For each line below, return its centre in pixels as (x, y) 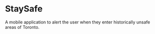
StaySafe (24, 9)
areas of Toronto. (22, 27)
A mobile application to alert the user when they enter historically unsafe (78, 22)
